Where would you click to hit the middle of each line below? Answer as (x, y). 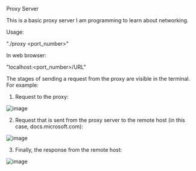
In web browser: (26, 55)
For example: (23, 85)
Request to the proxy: (42, 97)
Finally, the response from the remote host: (68, 150)
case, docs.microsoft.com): (49, 126)
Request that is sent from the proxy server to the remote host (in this (100, 120)
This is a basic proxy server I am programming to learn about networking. (97, 20)
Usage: (15, 32)
